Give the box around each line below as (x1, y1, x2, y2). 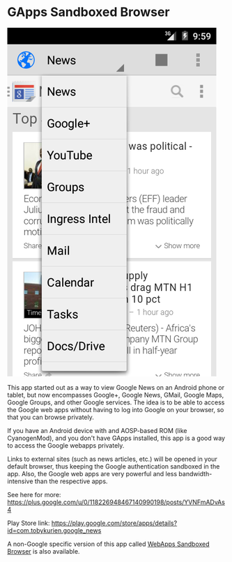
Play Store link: (7, 519, 50, 527)
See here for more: (7, 490, 61, 499)
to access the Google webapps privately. (7, 441, 125, 450)
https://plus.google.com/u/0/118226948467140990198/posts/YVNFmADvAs (7, 498, 225, 506)
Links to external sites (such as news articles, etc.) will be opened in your (7, 455, 217, 463)
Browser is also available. (7, 547, 80, 555)
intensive (7, 477, 33, 485)
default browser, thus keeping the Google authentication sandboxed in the (7, 462, 220, 471)
